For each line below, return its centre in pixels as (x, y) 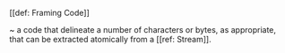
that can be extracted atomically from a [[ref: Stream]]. (111, 39)
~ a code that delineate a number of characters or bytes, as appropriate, (142, 30)
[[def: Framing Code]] (49, 13)
